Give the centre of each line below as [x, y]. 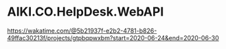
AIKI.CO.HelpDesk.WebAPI [86, 12]
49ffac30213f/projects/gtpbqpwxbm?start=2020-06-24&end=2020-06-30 [113, 37]
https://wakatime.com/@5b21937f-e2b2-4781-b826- [82, 31]
